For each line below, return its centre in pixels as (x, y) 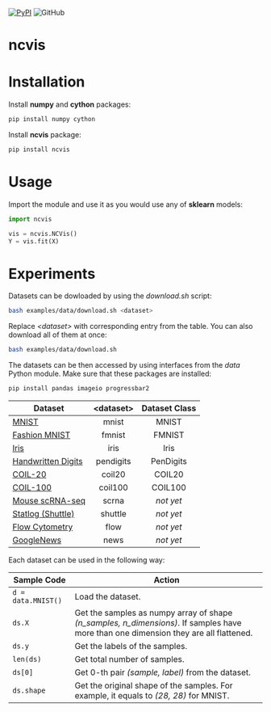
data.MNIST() (38, 601)
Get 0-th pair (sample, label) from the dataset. (163, 672)
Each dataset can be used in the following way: (87, 560)
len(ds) (27, 659)
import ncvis (30, 219)
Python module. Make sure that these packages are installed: (110, 374)
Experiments (52, 274)
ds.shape (29, 691)
